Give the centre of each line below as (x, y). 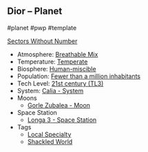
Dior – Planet (35, 11)
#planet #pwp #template (42, 27)
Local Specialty (49, 134)
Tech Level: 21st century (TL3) (60, 83)
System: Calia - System (50, 90)
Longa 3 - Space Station (62, 120)
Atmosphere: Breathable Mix (57, 54)
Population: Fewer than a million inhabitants (79, 76)
